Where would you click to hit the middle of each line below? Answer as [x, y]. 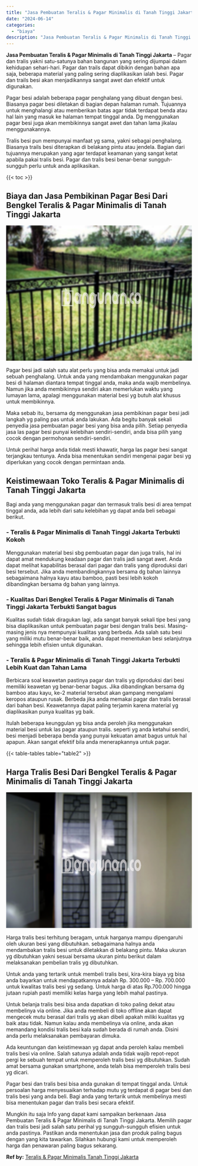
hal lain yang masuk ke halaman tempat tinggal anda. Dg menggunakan [93, 117]
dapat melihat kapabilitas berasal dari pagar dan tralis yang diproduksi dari [97, 565]
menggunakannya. [29, 129]
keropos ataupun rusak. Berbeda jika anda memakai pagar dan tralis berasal [98, 699]
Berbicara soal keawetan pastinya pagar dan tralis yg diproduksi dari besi [95, 681]
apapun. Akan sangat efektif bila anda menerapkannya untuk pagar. [88, 742]
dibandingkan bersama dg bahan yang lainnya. [63, 584]
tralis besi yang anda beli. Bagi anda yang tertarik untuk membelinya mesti [96, 1096]
